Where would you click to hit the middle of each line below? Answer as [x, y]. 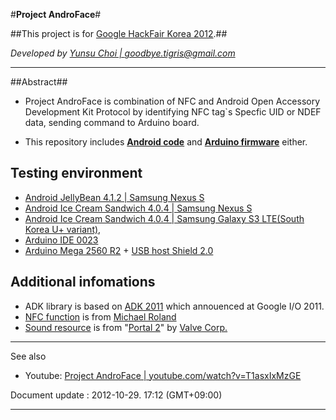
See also [28, 356]
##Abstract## [39, 82]
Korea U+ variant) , [63, 229]
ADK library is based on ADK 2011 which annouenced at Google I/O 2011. [174, 306]
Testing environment [76, 173]
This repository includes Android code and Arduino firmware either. [166, 142]
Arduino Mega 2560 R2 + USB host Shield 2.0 [119, 250]
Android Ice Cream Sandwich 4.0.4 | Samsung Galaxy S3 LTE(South [164, 218]
